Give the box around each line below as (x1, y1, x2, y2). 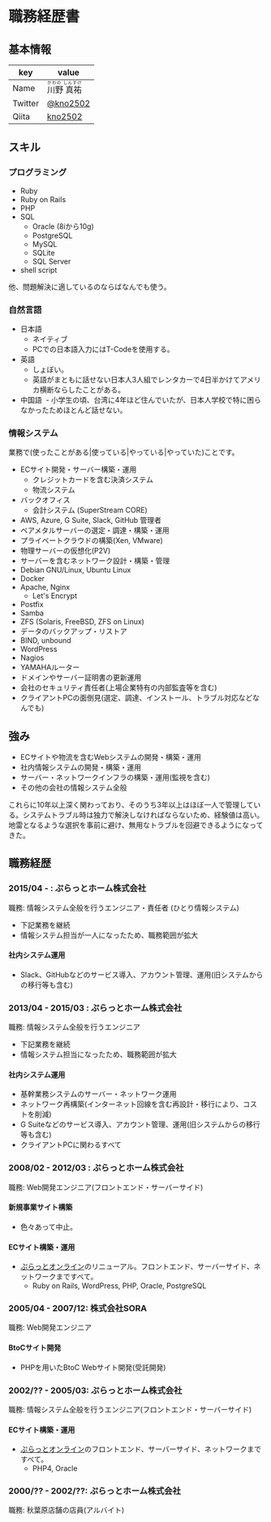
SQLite (32, 248, 55, 257)
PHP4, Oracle (32, 1464, 78, 1473)
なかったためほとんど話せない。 (19, 405, 127, 415)
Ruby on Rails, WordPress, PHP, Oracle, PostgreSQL (32, 1281, 207, 1291)
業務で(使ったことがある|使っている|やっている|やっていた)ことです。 (8, 447, 239, 457)
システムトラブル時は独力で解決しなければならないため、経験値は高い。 (22, 810, 265, 820)
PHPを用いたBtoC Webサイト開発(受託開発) (19, 1362, 166, 1372)
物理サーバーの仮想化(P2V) (19, 545, 111, 556)
